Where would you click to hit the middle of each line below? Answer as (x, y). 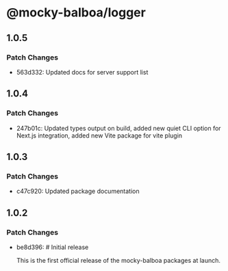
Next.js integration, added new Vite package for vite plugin (99, 135)
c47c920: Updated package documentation (78, 191)
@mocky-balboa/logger (76, 13)
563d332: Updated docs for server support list (82, 72)
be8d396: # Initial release (52, 247)
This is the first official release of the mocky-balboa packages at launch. (118, 260)
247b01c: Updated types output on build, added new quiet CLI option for (118, 128)
